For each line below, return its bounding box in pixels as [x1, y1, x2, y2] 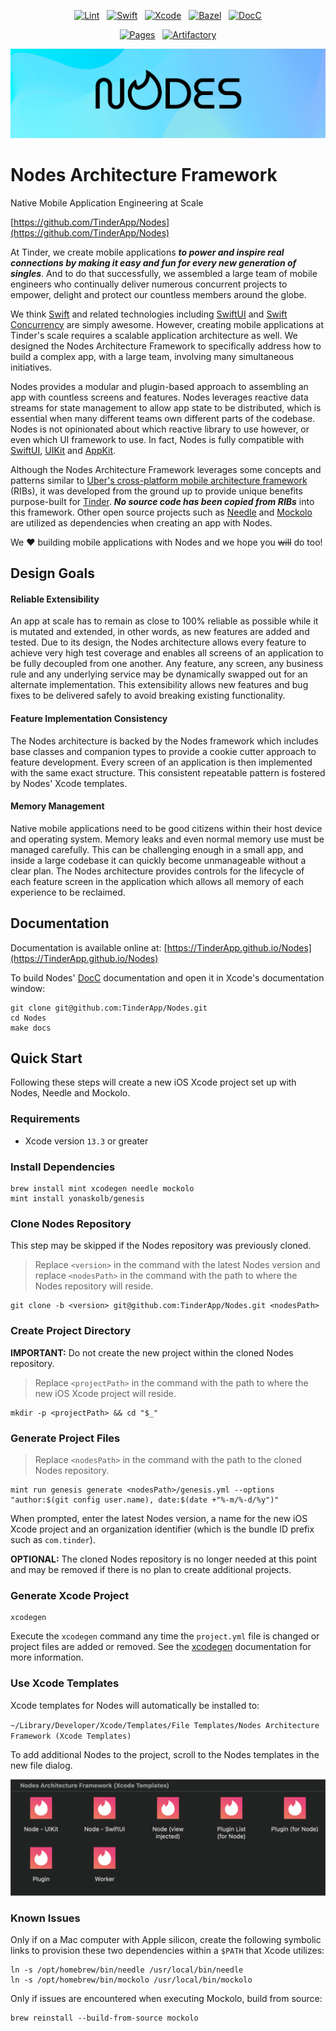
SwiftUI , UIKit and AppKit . [10, 444, 117, 456]
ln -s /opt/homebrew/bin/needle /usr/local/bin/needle [10, 1965, 244, 1975]
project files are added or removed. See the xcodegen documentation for [10, 1641, 312, 1653]
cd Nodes [10, 1013, 47, 1023]
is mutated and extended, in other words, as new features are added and [10, 626, 310, 638]
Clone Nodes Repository [10, 1216, 132, 1230]
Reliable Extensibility [10, 593, 100, 605]
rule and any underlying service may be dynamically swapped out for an [10, 668, 308, 680]
